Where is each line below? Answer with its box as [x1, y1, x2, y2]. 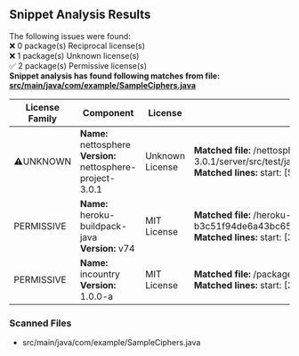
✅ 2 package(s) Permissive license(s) [9, 60, 148, 70]
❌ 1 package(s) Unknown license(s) [9, 50, 140, 61]
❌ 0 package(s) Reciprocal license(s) [9, 40, 145, 51]
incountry [79, 268, 120, 280]
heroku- [79, 209, 116, 221]
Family [28, 112, 58, 124]
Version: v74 [79, 242, 135, 254]
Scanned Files [9, 317, 72, 329]
